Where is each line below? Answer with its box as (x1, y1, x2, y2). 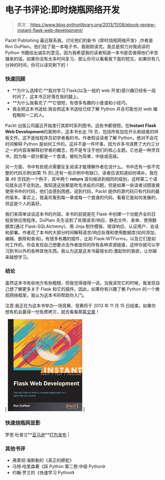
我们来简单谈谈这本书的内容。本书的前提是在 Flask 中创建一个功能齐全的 (5, 211, 152, 217)
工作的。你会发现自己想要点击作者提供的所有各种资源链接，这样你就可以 (9, 242, 156, 248)
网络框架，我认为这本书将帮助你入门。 (9, 292, 87, 298)
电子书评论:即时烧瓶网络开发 (5, 4, 120, 16)
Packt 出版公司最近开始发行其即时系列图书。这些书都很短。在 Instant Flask (5, 122, 157, 128)
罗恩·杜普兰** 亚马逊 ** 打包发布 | (5, 431, 70, 438)
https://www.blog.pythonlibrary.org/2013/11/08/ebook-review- (30, 22, 156, 28)
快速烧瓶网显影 (5, 420, 41, 426)
